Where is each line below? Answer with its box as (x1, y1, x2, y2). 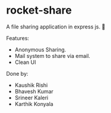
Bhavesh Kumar (14, 88, 53, 95)
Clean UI (14, 59, 36, 66)
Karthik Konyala (14, 100, 53, 107)
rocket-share (6, 4, 72, 17)
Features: (6, 34, 30, 41)
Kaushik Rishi (14, 81, 48, 89)
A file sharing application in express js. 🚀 (6, 23, 106, 30)
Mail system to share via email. (14, 52, 91, 59)
